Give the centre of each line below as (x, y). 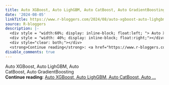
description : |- (22, 29)
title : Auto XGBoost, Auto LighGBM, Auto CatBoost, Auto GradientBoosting (85, 10)
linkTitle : (17, 19)
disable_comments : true (30, 52)
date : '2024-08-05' (26, 15)
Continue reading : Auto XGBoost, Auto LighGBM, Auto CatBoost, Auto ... (81, 77)
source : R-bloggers (26, 24)
